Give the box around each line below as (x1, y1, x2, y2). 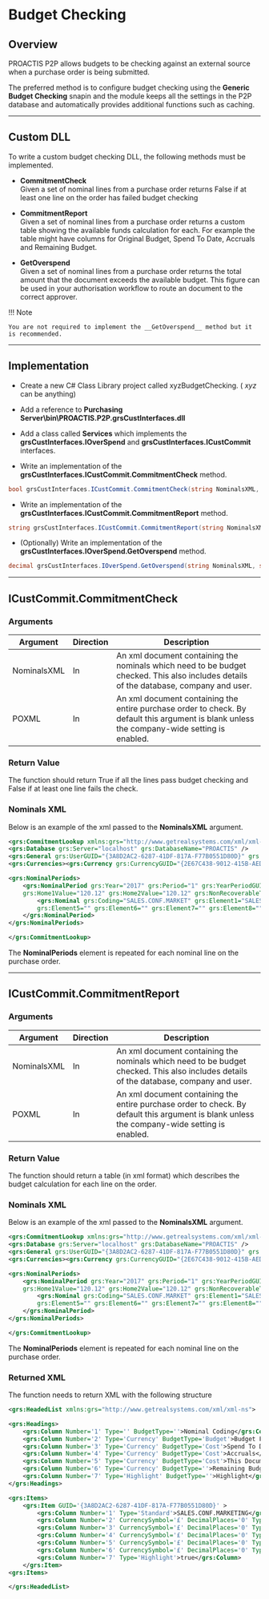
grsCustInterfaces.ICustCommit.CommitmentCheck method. (19, 469, 227, 479)
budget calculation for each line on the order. (8, 1179, 158, 1189)
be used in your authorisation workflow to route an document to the (19, 283, 243, 293)
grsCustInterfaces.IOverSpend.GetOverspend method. (19, 546, 207, 556)
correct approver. (19, 292, 78, 301)
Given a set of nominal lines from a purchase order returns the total (19, 266, 242, 276)
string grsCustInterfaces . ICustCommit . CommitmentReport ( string (8, 523, 224, 532)
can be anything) (19, 389, 76, 398)
